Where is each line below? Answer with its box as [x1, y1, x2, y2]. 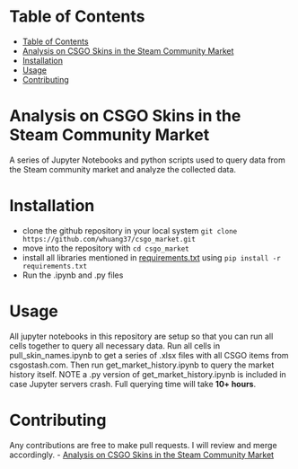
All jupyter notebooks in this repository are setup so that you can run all [9, 331, 274, 341]
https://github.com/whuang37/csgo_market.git [22, 234, 196, 243]
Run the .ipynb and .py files [22, 270, 124, 280]
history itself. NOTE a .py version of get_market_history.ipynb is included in [9, 368, 287, 379]
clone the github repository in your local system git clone [22, 225, 238, 235]
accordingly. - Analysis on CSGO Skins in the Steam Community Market [9, 449, 275, 460]
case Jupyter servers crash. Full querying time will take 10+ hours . [9, 378, 257, 389]
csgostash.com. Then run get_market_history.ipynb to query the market [9, 359, 275, 370]
